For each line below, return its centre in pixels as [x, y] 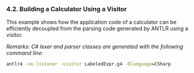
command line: [25, 53]
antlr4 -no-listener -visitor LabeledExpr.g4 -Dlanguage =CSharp [89, 64]
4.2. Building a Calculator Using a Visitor [67, 9]
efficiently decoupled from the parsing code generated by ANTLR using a [97, 28]
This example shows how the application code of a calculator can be [91, 22]
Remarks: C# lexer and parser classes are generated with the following [95, 46]
